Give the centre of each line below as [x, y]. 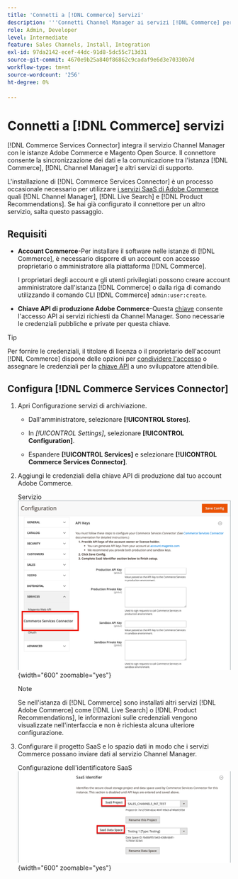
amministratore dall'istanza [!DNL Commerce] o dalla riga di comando [119, 288]
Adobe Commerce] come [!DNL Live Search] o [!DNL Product [107, 710]
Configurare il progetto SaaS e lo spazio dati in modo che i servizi [113, 746]
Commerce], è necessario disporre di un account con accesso [109, 259]
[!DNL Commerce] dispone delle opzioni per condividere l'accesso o [107, 359]
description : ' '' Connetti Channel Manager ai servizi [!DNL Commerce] [114, 22]
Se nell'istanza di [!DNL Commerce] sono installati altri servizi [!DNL [117, 702]
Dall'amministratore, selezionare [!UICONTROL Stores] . [109, 419]
